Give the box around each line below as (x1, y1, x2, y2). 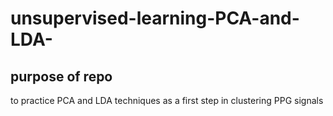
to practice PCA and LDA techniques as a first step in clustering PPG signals (10, 95, 324, 106)
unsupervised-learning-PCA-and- (10, 7, 300, 30)
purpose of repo (10, 68, 113, 85)
